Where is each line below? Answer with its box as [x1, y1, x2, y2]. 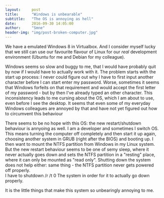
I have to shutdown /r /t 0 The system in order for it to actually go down [5, 173, 150, 178]
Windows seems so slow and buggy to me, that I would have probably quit [5, 64, 156, 69]
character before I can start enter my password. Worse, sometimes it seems [5, 79, 160, 85]
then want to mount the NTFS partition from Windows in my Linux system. [5, 141, 155, 147]
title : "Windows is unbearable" [5, 12, 83, 17]
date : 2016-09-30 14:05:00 [5, 21, 74, 26]
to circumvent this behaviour [5, 111, 63, 116]
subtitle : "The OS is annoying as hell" [5, 16, 94, 21]
